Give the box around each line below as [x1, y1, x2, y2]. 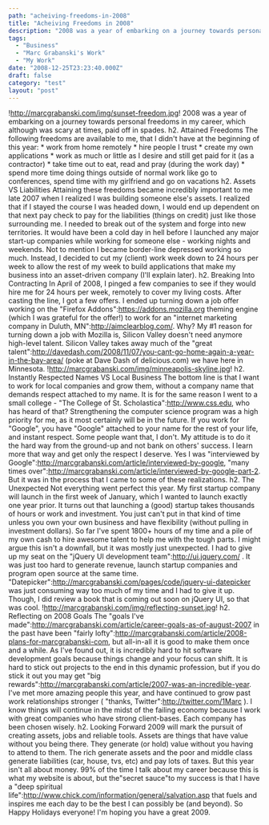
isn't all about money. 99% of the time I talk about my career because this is [8, 765, 259, 774]
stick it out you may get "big [8, 671, 102, 681]
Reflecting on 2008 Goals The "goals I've [8, 612, 144, 621]
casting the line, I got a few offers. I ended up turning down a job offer [8, 296, 239, 306]
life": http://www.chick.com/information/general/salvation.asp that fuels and [8, 790, 258, 800]
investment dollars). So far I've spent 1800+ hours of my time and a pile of [8, 526, 253, 536]
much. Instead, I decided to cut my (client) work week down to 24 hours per [8, 254, 259, 263]
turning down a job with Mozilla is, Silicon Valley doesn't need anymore [8, 330, 243, 339]
